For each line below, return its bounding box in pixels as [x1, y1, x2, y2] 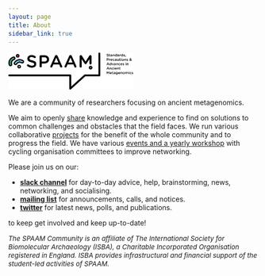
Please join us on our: [8, 163, 79, 172]
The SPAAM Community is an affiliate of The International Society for [8, 234, 225, 243]
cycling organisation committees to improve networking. [8, 147, 192, 156]
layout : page [8, 13, 52, 21]
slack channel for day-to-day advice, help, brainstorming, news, [19, 178, 232, 187]
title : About [8, 21, 52, 29]
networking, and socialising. [19, 186, 113, 196]
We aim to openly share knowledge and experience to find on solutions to [8, 113, 249, 123]
